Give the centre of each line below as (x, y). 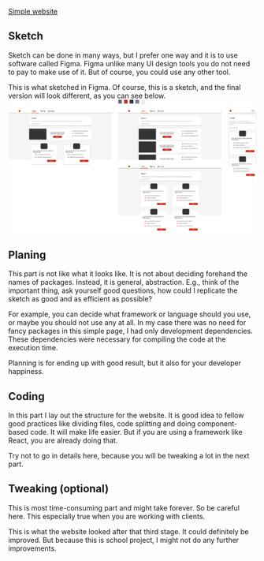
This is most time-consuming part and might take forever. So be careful (124, 507)
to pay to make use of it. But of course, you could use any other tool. (119, 72)
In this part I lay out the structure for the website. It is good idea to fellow (126, 415)
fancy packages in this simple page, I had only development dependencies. (131, 331)
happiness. (26, 372)
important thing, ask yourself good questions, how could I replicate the (123, 290)
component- (217, 423)
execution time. (33, 348)
